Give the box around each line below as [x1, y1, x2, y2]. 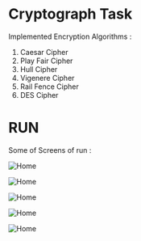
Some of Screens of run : [8, 145, 92, 154]
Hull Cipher [19, 64, 58, 74]
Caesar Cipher [19, 47, 68, 57]
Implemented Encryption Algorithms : [8, 32, 132, 41]
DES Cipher [19, 90, 59, 99]
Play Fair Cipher [19, 56, 73, 66]
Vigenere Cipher [19, 73, 75, 82]
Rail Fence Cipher [19, 82, 79, 91]
